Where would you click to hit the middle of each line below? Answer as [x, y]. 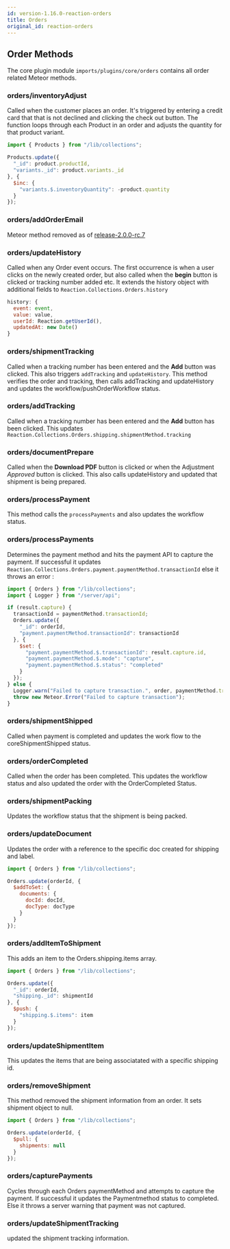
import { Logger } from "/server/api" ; [64, 595]
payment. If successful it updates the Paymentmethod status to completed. [113, 1198]
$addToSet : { [32, 887]
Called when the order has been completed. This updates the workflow [107, 776]
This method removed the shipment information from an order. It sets [104, 1101]
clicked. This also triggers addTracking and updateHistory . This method [107, 374]
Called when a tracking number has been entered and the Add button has [111, 421]
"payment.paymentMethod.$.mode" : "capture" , [90, 659]
